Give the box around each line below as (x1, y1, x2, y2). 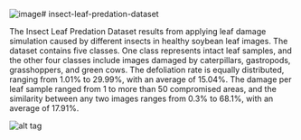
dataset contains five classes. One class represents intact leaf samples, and (9, 45, 292, 56)
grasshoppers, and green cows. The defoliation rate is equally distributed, (9, 64, 285, 75)
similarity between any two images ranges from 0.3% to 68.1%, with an (9, 93, 274, 104)
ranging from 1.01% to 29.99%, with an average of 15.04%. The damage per (9, 74, 292, 85)
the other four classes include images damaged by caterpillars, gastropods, (9, 55, 291, 65)
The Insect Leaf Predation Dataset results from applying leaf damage (9, 26, 267, 36)
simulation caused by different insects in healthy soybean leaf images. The (9, 36, 288, 46)
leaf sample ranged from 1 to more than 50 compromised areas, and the (9, 84, 277, 94)
